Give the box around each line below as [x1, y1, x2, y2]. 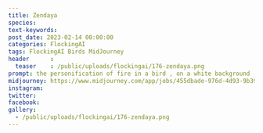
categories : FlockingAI [8, 41, 86, 49]
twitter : [8, 92, 37, 99]
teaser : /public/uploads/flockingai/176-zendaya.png [15, 63, 205, 70]
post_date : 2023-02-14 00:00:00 [8, 33, 113, 41]
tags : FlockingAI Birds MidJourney [8, 48, 124, 56]
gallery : [8, 106, 37, 114]
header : [8, 56, 55, 63]
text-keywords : [8, 26, 58, 34]
